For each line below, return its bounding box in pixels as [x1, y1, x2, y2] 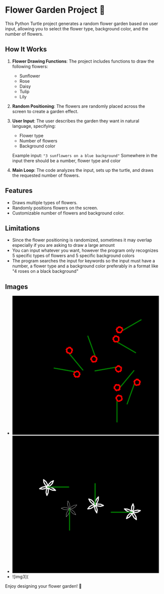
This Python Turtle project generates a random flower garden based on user [5, 21, 159, 26]
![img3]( [12, 574, 29, 580]
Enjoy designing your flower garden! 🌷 [5, 583, 82, 589]
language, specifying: [12, 123, 56, 129]
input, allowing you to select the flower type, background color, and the [5, 25, 148, 31]
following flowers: [12, 63, 48, 69]
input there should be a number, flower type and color [12, 158, 121, 164]
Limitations [5, 224, 40, 232]
